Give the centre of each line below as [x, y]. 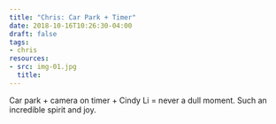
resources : [29, 58]
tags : [19, 42]
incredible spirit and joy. [53, 109]
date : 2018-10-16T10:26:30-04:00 [71, 26]
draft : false [33, 34]
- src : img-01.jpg [43, 67]
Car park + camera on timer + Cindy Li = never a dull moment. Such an [138, 100]
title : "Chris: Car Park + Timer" [73, 17]
